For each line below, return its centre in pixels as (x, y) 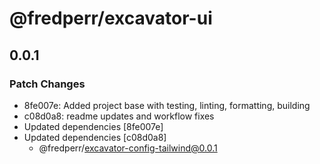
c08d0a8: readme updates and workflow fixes (119, 116)
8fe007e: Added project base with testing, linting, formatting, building (167, 105)
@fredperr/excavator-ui (111, 18)
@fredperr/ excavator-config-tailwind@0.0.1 (128, 148)
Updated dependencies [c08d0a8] (95, 137)
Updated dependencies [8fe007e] (93, 126)
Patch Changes (47, 84)
